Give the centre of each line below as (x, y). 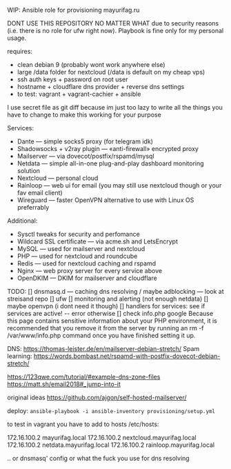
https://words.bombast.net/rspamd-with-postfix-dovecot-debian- (127, 356)
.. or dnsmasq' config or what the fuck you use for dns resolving (98, 458)
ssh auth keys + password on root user (72, 79)
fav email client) (40, 193)
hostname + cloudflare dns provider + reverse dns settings (101, 87)
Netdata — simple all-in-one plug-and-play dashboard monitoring (111, 163)
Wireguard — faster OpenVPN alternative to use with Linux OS (106, 200)
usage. (17, 38)
